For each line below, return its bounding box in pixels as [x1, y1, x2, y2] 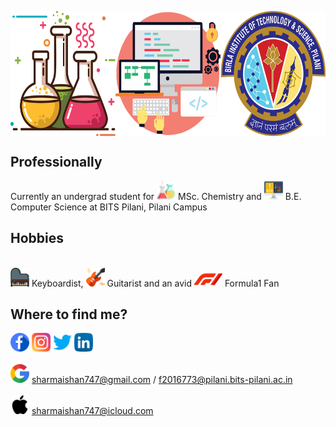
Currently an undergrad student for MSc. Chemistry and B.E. [10, 190, 302, 202]
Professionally [10, 154, 103, 171]
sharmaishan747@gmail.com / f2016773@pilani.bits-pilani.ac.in [31, 374, 293, 386]
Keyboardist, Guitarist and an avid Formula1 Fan [31, 277, 280, 289]
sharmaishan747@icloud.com [31, 405, 154, 417]
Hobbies [10, 230, 65, 247]
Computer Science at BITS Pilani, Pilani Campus [10, 201, 208, 213]
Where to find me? [10, 306, 128, 323]
